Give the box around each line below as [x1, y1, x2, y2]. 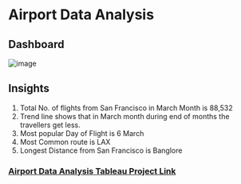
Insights [8, 82, 50, 95]
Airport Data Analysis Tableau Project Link [8, 166, 176, 177]
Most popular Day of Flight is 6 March [19, 128, 144, 138]
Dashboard [8, 38, 65, 51]
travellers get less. [19, 120, 81, 130]
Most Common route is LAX [19, 137, 111, 146]
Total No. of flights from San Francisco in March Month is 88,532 [19, 102, 233, 113]
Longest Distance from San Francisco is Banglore [19, 146, 183, 155]
